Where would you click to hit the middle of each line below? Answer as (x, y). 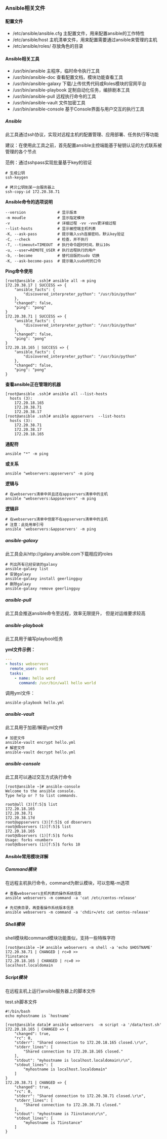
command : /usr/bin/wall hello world (57, 683)
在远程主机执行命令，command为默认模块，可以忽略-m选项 (68, 883)
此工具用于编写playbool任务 (34, 639)
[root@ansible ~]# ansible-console (43, 787)
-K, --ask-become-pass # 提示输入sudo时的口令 (53, 261)
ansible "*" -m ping (27, 454)
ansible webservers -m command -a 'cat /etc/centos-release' (71, 898)
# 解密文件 (15, 748)
